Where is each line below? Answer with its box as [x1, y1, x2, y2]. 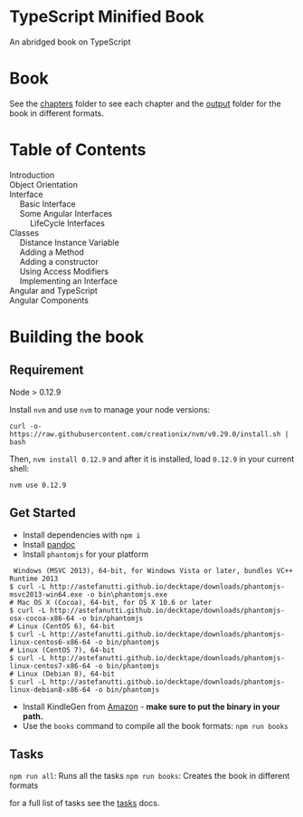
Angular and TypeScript [9, 285, 98, 296]
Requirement [9, 363, 84, 378]
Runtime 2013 [9, 574, 59, 583]
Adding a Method [19, 247, 84, 258]
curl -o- [9, 422, 43, 431]
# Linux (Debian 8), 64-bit [9, 669, 116, 678]
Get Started [9, 505, 76, 520]
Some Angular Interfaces [19, 208, 113, 219]
